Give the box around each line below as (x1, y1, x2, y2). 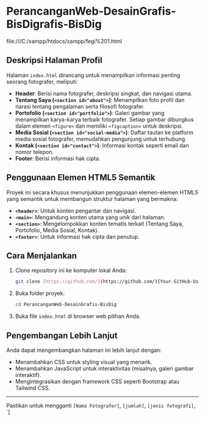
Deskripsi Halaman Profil (6, 55, 103, 65)
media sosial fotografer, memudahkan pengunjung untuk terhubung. (15, 135, 187, 142)
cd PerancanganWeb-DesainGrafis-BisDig (15, 301, 117, 308)
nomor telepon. (15, 148, 54, 155)
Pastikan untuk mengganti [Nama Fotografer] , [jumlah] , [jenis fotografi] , (6, 401, 196, 409)
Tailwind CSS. (15, 384, 51, 392)
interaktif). (15, 371, 41, 378)
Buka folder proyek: (15, 290, 65, 297)
